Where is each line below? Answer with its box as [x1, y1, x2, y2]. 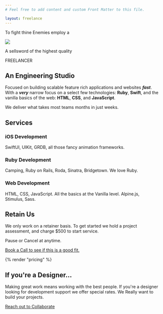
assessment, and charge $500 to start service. [5, 228, 99, 234]
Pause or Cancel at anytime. [5, 238, 62, 244]
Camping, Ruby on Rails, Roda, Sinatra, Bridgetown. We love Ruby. [5, 167, 138, 173]
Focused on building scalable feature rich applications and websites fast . [5, 84, 152, 90]
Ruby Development [5, 156, 51, 163]
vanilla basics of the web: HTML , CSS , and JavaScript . [5, 95, 116, 101]
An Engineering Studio [5, 71, 75, 80]
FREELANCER [5, 57, 33, 63]
